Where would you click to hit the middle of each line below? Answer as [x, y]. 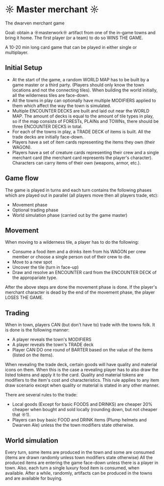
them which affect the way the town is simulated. [61, 105]
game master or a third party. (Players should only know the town [78, 85]
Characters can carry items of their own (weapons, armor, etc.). [76, 162]
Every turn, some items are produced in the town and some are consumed [80, 452]
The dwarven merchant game [35, 23]
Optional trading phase [35, 210]
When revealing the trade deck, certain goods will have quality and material [81, 365]
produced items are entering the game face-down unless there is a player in [82, 463]
